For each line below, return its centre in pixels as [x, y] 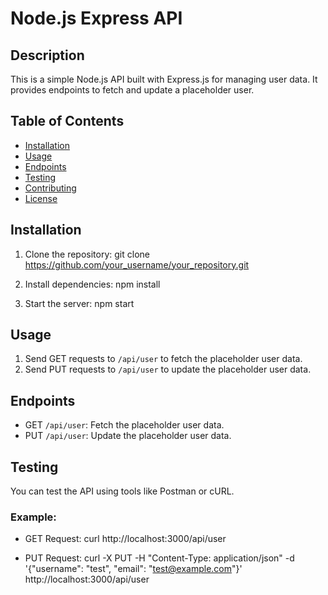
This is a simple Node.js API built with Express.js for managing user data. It [164, 79]
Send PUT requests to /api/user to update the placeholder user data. [168, 369]
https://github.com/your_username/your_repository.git [137, 264]
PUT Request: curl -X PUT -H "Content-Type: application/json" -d [159, 558]
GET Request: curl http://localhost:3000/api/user [125, 539]
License [41, 198]
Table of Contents [67, 121]
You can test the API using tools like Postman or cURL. [122, 491]
